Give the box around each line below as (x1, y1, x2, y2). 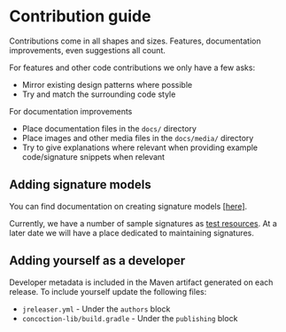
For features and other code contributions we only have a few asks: (9, 62, 255, 73)
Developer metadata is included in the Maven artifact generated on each (9, 277, 274, 288)
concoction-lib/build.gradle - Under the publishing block (21, 312, 238, 323)
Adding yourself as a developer (9, 253, 186, 268)
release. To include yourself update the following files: (9, 286, 207, 296)
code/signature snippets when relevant (21, 151, 166, 162)
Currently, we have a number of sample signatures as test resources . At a (9, 217, 277, 228)
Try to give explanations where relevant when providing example (21, 142, 259, 153)
